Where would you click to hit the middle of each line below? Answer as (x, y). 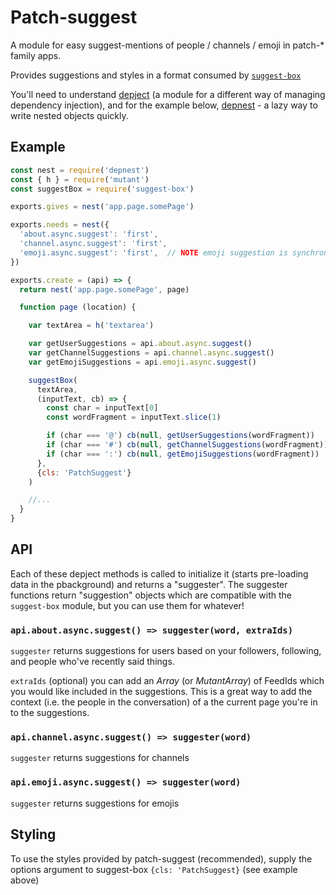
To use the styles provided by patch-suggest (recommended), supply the (161, 858)
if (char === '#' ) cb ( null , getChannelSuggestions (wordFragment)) (187, 445)
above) (25, 880)
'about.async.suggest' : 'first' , (89, 234)
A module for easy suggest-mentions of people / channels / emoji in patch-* (167, 45)
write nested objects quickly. (69, 115)
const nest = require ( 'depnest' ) (80, 170)
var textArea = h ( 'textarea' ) (91, 326)
